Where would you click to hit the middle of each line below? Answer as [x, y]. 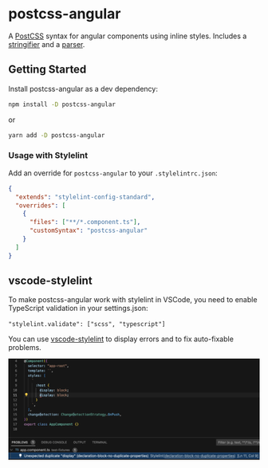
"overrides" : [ [41, 205]
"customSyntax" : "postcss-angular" [89, 231]
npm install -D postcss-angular [62, 104]
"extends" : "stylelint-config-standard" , [85, 197]
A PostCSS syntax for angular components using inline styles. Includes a [128, 36]
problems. [25, 348]
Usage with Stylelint [48, 155]
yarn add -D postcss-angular [57, 135]
